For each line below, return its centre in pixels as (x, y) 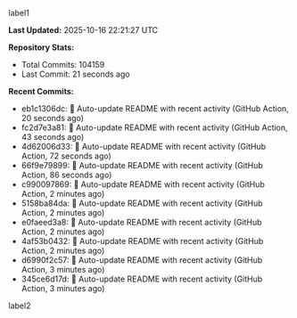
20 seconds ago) (53, 118)
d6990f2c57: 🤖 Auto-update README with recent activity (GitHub (142, 260)
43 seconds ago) (53, 137)
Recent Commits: (41, 91)
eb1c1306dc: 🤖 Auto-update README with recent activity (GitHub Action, (155, 109)
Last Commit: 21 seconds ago (75, 74)
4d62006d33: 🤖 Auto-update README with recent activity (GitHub (144, 147)
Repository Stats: (41, 47)
